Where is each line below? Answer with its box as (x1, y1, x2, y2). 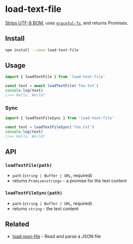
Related (5, 220, 30, 229)
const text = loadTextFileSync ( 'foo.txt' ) (5, 125, 94, 130)
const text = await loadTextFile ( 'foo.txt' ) (5, 83, 99, 88)
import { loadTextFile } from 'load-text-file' (5, 75, 106, 80)
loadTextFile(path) (5, 163, 52, 168)
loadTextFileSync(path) (5, 190, 63, 196)
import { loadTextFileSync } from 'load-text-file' (5, 116, 114, 121)
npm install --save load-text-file (5, 47, 79, 53)
